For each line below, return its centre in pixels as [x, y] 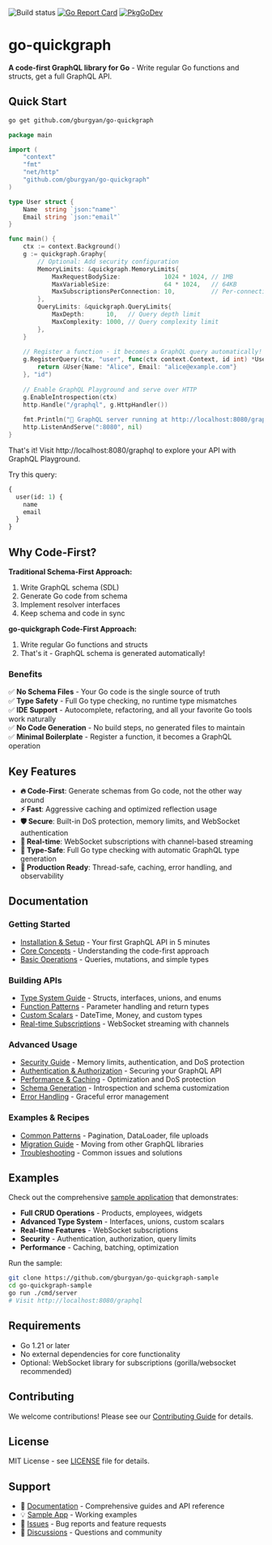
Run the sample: [36, 1263]
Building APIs [35, 980]
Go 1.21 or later [45, 1345]
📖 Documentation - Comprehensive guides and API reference [122, 1506]
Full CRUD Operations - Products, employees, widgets [111, 1213]
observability [42, 876]
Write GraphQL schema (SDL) [70, 587]
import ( [23, 150]
